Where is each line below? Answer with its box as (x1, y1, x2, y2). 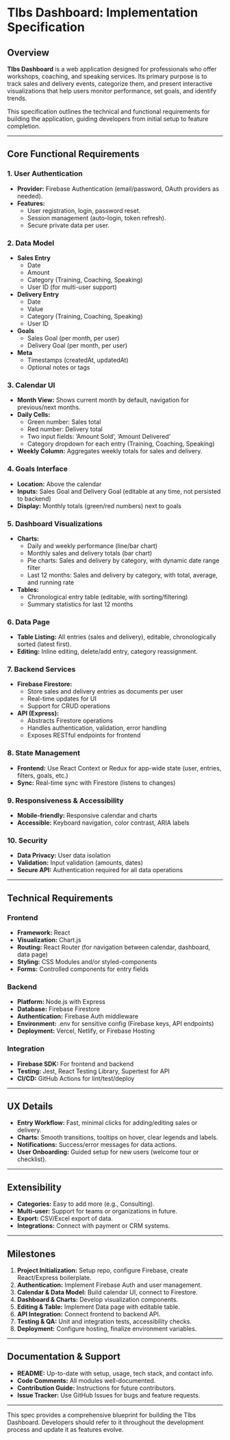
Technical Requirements (7, 892, 114, 904)
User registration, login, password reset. (27, 206, 141, 214)
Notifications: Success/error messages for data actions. (16, 1141, 177, 1149)
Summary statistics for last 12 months (27, 599, 133, 608)
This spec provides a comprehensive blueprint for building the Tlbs (7, 1410, 196, 1419)
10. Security (7, 836, 48, 845)
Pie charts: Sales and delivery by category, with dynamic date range (27, 556, 220, 564)
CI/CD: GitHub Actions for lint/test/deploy (16, 1074, 135, 1082)
